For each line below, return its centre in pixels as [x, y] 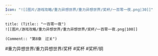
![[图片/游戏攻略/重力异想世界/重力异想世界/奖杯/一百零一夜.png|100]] [72, 29]
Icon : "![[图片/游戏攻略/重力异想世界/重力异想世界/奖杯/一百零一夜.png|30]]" [79, 10]
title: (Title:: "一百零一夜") [36, 24]
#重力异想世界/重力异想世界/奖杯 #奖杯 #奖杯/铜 [54, 48]
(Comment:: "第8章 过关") [31, 39]
